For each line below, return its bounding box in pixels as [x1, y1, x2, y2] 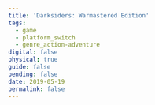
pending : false [8, 70, 58, 78]
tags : [8, 19, 26, 27]
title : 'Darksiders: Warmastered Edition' [8, 11, 149, 20]
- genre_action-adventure [15, 41, 101, 49]
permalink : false [8, 84, 65, 93]
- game [15, 26, 37, 34]
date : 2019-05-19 [8, 77, 65, 85]
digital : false [8, 48, 58, 56]
